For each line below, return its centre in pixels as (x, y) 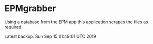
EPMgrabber (30, 8)
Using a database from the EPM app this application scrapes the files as (76, 22)
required (13, 27)
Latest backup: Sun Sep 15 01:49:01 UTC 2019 (50, 36)
